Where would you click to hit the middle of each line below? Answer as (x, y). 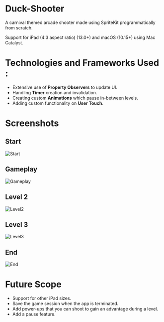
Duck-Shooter (35, 9)
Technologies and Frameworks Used (82, 63)
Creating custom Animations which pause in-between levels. (75, 98)
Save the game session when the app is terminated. (65, 304)
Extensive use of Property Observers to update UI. (65, 87)
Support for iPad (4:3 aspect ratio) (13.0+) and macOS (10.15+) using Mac (80, 37)
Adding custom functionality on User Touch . (58, 103)
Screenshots (32, 123)
